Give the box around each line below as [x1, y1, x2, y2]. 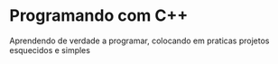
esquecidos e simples [9, 44, 90, 55]
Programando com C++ [9, 5, 189, 26]
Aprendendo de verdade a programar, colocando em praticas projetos [9, 35, 270, 46]
